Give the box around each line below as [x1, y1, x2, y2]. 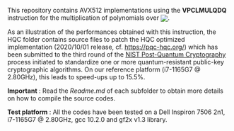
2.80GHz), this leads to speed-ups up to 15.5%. [7, 73, 146, 81]
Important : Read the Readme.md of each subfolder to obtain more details [7, 86, 224, 95]
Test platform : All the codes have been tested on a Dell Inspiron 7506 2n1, [7, 108, 226, 116]
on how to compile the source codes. [7, 94, 116, 103]
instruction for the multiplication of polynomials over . [7, 13, 170, 22]
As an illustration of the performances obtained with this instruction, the [7, 28, 217, 36]
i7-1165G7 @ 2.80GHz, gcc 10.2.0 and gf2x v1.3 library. [7, 115, 168, 124]
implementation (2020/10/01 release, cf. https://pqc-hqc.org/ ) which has [7, 42, 218, 52]
